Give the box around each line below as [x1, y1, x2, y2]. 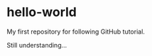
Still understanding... [6, 41, 67, 49]
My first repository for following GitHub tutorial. [6, 27, 145, 36]
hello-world [6, 4, 77, 20]
